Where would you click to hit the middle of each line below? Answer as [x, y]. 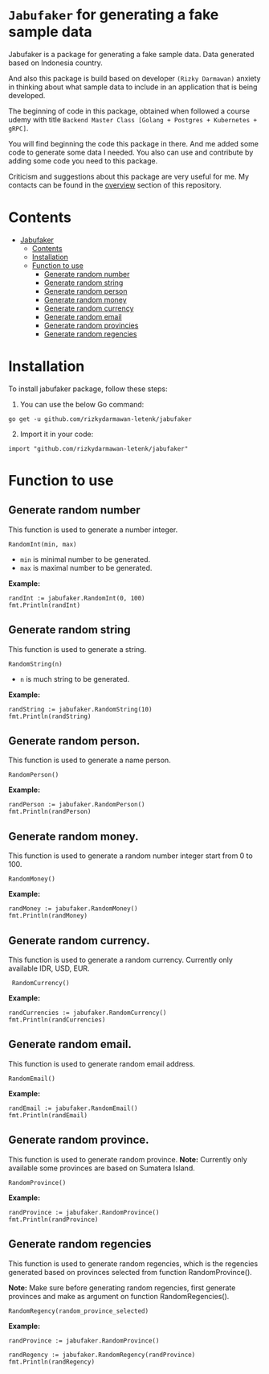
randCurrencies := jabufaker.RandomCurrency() [88, 1013]
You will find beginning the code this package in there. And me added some [134, 143]
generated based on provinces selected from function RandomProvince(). [130, 1272]
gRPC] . [18, 128]
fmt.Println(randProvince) [53, 1219]
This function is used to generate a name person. [90, 760]
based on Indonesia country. [55, 63]
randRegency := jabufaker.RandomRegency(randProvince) [102, 1355]
